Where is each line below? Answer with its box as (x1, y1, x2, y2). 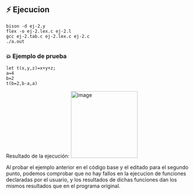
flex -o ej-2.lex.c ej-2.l (6, 28, 72, 34)
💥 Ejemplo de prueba (6, 52, 67, 60)
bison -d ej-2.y (6, 23, 45, 29)
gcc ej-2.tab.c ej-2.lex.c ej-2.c (6, 33, 90, 39)
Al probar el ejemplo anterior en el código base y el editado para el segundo (6, 164, 189, 171)
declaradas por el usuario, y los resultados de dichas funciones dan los (6, 176, 177, 183)
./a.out (6, 39, 25, 44)
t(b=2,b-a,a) (6, 81, 38, 86)
